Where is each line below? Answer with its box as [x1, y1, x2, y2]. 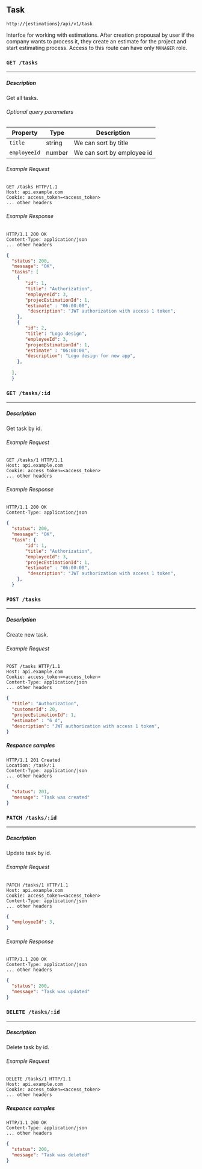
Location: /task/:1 [6, 762, 55, 768]
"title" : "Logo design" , [25, 331, 87, 337]
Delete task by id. [6, 1044, 49, 1051]
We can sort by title [73, 139, 129, 147]
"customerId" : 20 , [11, 706, 58, 712]
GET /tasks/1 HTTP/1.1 [6, 457, 63, 463]
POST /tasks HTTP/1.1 [6, 664, 61, 670]
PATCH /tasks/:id [6, 814, 57, 821]
